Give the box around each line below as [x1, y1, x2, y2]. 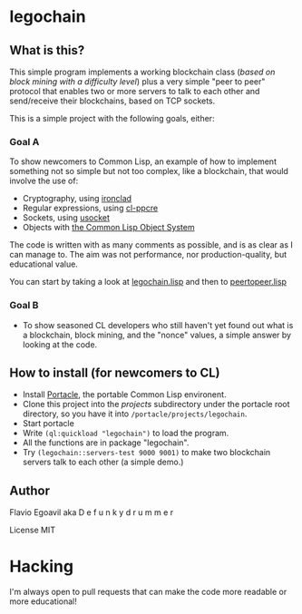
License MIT [9, 524, 56, 536]
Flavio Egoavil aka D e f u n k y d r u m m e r [9, 507, 174, 518]
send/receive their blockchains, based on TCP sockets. [9, 95, 216, 106]
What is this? [9, 43, 85, 58]
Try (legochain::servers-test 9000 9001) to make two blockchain [22, 447, 271, 458]
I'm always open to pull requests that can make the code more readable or [9, 587, 287, 598]
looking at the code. [22, 338, 98, 350]
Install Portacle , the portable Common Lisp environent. [22, 389, 227, 400]
